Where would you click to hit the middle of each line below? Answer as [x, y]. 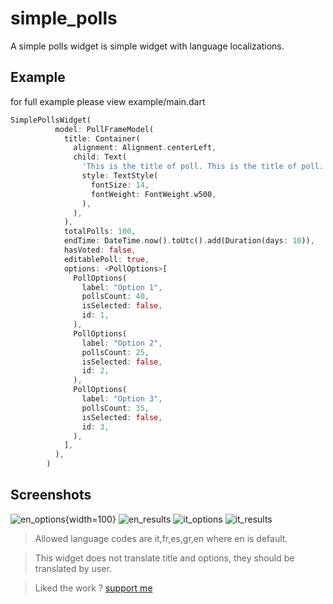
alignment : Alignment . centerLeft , [145, 148]
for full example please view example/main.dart [108, 101]
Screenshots [51, 495]
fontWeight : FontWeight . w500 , [153, 194]
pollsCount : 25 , [115, 352]
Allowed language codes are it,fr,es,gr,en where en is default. [161, 538]
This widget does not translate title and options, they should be [164, 558]
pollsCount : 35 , [115, 408]
